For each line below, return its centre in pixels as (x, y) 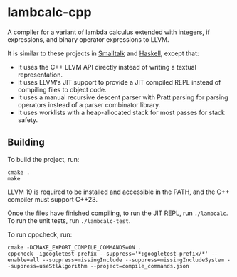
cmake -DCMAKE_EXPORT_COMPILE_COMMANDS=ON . (74, 247)
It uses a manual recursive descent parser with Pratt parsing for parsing (123, 97)
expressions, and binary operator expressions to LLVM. (88, 39)
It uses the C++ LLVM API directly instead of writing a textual (107, 67)
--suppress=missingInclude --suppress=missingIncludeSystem (133, 260)
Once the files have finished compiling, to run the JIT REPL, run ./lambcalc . (118, 213)
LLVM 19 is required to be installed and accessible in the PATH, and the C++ (118, 192)
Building (26, 142)
